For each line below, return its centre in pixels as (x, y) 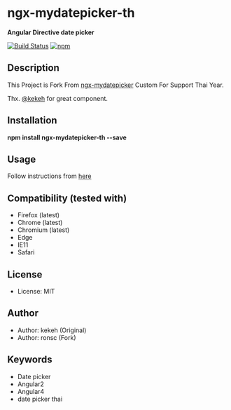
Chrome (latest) (40, 223)
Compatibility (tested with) (67, 198)
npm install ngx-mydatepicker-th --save (67, 137)
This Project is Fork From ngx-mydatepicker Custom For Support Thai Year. (115, 85)
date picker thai (40, 399)
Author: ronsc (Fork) (47, 337)
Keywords (30, 360)
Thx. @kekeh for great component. (58, 98)
